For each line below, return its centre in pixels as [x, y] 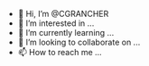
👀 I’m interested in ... [56, 23]
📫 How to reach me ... [60, 52]
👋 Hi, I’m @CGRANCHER [63, 14]
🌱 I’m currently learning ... [66, 33]
